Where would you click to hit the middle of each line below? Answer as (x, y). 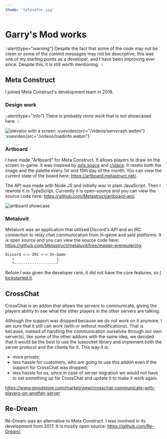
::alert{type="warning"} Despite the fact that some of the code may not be (82, 48)
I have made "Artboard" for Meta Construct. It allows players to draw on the (83, 160)
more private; (26, 357)
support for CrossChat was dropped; (50, 368)
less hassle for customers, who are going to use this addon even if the (84, 362)
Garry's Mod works (46, 34)
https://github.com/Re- (131, 426)
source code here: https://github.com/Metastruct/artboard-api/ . (71, 196)
